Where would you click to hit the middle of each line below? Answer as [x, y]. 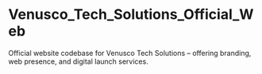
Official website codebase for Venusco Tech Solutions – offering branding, [130, 53]
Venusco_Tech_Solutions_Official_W [131, 15]
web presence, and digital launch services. [78, 61]
